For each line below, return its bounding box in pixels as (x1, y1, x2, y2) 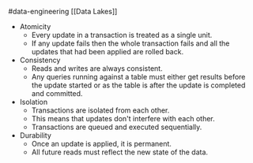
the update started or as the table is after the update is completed (31, 80, 246, 90)
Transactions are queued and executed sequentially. (31, 122, 202, 132)
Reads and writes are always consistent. (31, 64, 164, 73)
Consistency (19, 55, 61, 65)
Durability (19, 131, 51, 140)
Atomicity (19, 22, 51, 31)
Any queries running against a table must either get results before (31, 72, 246, 81)
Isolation (19, 98, 48, 106)
